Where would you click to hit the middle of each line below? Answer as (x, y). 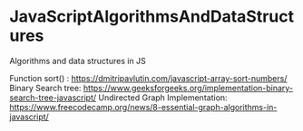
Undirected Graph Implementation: (163, 98)
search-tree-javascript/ (53, 98)
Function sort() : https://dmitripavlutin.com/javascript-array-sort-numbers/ (148, 78)
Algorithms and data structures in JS (78, 61)
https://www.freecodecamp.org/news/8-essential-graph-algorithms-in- (143, 107)
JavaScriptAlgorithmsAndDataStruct (152, 17)
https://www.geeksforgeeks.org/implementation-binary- (188, 88)
